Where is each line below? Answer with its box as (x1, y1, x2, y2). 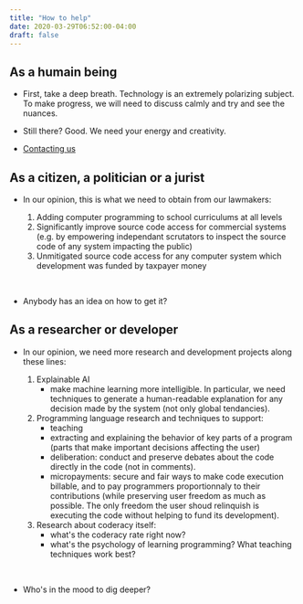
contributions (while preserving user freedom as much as (49, 490, 266, 501)
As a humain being (9, 64, 118, 79)
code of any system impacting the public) (36, 241, 193, 251)
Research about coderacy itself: (36, 519, 157, 530)
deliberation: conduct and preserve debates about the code (49, 451, 275, 462)
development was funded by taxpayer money (36, 260, 207, 270)
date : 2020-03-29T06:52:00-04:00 (9, 22, 137, 31)
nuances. (22, 108, 58, 119)
